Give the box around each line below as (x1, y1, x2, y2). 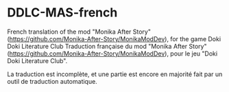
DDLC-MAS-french (7, 5, 118, 21)
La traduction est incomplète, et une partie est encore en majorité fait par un (7, 70, 223, 78)
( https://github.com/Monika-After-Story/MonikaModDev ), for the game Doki (7, 34, 221, 43)
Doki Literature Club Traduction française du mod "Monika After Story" (7, 42, 207, 50)
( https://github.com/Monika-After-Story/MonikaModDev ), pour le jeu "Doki (7, 49, 218, 58)
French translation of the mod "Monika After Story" (7, 27, 151, 36)
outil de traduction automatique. (7, 77, 97, 85)
